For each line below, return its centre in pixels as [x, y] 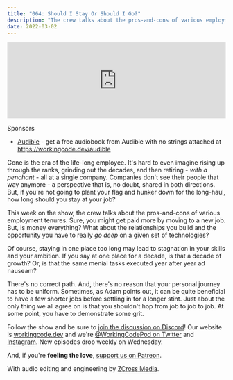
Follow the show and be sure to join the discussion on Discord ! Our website [115, 327]
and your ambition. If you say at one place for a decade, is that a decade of [114, 256]
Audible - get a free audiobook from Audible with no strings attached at [119, 142]
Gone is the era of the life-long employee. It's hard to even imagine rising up [116, 163]
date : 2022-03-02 [32, 26]
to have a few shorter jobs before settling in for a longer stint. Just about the [116, 299]
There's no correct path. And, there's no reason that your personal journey [114, 284]
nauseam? [22, 271]
